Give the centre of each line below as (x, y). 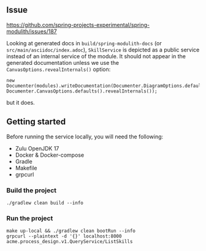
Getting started (36, 122)
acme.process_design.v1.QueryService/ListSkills (70, 242)
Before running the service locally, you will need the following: (85, 137)
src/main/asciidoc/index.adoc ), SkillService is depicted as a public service (103, 50)
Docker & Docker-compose (50, 155)
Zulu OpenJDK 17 (37, 148)
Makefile (26, 168)
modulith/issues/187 (32, 31)
